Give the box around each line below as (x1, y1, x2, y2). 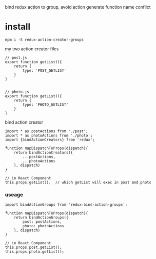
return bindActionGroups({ (14, 215, 69, 220)
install (5, 21, 31, 32)
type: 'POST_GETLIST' (22, 68, 67, 73)
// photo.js (5, 89, 29, 94)
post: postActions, (22, 219, 62, 224)
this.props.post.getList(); (5, 245, 62, 250)
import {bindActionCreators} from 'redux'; (5, 137, 95, 142)
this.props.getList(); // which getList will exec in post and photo (5, 180, 152, 185)
